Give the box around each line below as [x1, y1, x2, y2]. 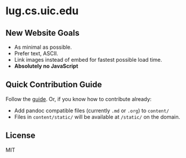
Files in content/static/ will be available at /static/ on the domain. [14, 113, 181, 120]
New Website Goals [5, 28, 80, 38]
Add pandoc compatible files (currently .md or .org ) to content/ [14, 107, 169, 114]
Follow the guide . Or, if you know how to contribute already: [5, 95, 152, 102]
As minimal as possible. [14, 43, 72, 50]
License [5, 131, 36, 141]
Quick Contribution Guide [5, 80, 102, 90]
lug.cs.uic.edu [5, 4, 79, 18]
